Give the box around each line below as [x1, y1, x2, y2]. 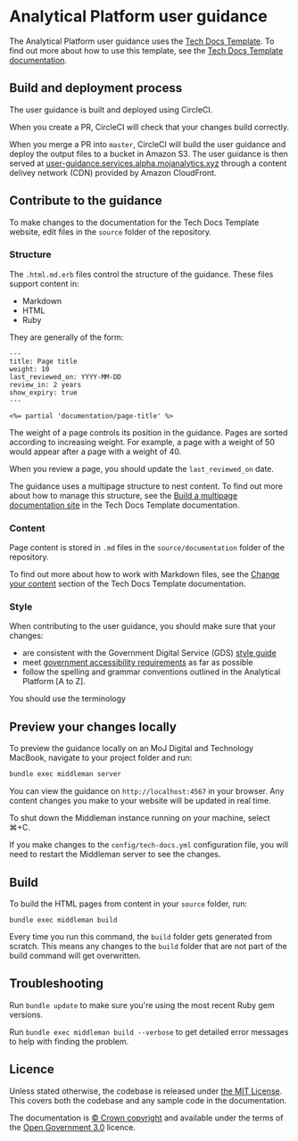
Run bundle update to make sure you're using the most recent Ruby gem [9, 999, 275, 1010]
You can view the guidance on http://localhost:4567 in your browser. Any [9, 786, 285, 797]
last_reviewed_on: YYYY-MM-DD [9, 372, 122, 381]
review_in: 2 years [9, 380, 82, 389]
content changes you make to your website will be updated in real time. [9, 796, 272, 806]
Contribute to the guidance [9, 194, 162, 209]
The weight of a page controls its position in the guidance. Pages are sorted [9, 426, 288, 438]
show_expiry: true [9, 388, 78, 397]
